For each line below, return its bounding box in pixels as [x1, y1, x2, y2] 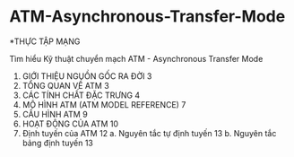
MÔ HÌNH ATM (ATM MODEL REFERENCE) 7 [22, 99, 186, 109]
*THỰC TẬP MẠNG [9, 36, 81, 47]
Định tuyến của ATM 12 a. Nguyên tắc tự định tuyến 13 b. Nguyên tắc [22, 127, 277, 138]
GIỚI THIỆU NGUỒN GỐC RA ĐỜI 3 [22, 70, 152, 82]
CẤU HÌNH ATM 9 [22, 109, 88, 119]
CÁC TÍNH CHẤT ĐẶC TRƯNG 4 [22, 90, 141, 100]
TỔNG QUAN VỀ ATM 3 [22, 80, 109, 91]
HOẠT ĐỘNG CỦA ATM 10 [22, 118, 119, 129]
